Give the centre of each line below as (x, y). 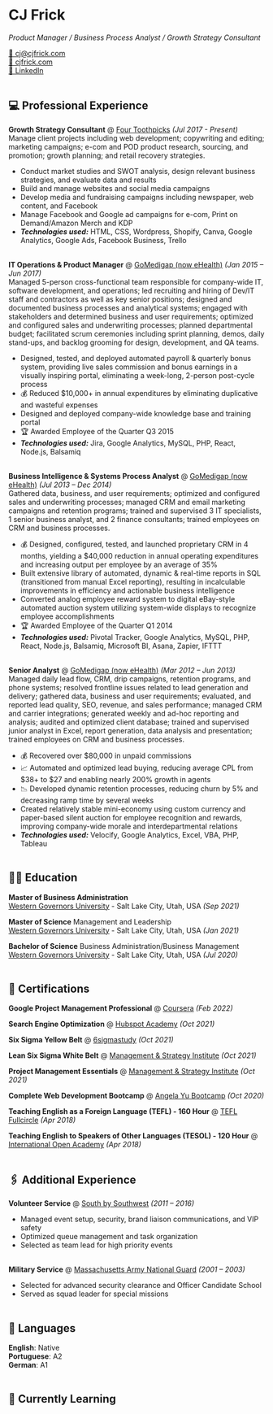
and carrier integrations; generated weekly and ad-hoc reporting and (124, 713)
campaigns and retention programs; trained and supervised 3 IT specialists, (135, 511)
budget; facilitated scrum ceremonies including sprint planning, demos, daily (136, 333)
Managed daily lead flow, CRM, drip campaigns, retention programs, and (130, 679)
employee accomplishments (67, 616)
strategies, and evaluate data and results (88, 180)
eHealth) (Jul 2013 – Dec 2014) (60, 485)
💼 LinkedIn (26, 70)
